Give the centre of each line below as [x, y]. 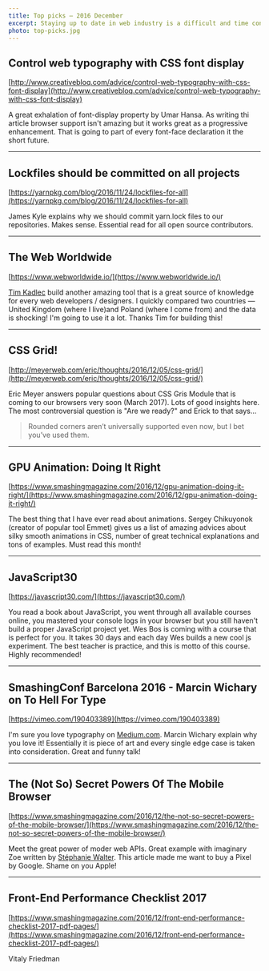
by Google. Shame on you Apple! [63, 865]
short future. [29, 140]
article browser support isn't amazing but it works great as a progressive [128, 123]
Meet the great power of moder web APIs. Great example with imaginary [128, 849]
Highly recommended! [45, 655]
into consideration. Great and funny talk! [75, 752]
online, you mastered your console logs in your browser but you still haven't [133, 620]
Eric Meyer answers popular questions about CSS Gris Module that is [122, 394]
